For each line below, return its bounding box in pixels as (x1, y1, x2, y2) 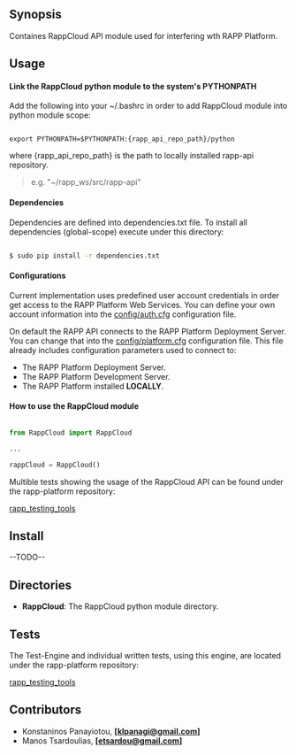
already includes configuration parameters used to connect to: (9, 344, 237, 355)
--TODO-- (9, 552, 46, 563)
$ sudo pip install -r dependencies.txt (9, 251, 161, 260)
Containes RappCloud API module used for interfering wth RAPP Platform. (9, 30, 278, 41)
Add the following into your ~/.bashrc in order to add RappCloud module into (9, 101, 288, 112)
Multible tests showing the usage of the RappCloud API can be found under (9, 476, 285, 487)
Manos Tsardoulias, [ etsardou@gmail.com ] (21, 735, 183, 746)
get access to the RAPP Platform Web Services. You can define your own (9, 299, 276, 310)
